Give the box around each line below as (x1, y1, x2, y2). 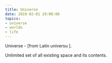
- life (5, 30, 19, 34)
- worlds (5, 25, 23, 30)
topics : (5, 16, 21, 21)
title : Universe (5, 7, 38, 12)
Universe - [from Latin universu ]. (5, 43, 72, 48)
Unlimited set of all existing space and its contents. (5, 52, 107, 58)
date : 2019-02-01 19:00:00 (5, 12, 60, 16)
